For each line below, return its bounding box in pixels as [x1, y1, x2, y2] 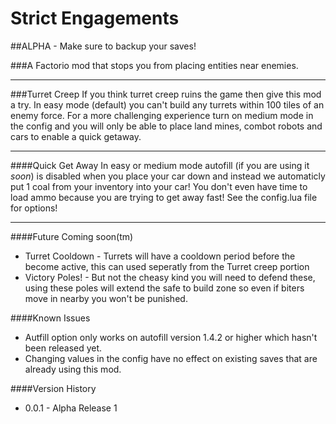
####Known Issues [10, 312, 91, 324]
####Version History [10, 382, 97, 394]
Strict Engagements [10, 7, 180, 30]
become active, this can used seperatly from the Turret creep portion [24, 260, 310, 272]
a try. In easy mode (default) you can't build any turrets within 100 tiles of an [10, 98, 325, 111]
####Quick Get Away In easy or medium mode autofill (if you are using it [10, 159, 310, 171]
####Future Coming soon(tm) [10, 230, 134, 242]
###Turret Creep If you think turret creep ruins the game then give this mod [10, 88, 322, 100]
